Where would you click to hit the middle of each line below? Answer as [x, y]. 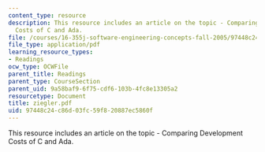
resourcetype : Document [47, 96]
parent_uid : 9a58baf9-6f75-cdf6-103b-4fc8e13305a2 [93, 89]
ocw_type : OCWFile [38, 67]
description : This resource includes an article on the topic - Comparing [134, 23]
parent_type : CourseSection [54, 81]
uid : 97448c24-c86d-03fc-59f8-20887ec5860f [81, 111]
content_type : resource [47, 15]
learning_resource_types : [50, 52]
